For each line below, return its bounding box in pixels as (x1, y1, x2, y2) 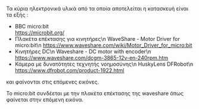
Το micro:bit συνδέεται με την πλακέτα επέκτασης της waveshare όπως (6, 90, 184, 97)
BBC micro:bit (14, 23, 49, 30)
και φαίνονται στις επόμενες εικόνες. (6, 78, 99, 85)
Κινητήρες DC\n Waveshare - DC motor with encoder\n (14, 48, 151, 55)
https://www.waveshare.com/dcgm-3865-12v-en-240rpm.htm (14, 54, 169, 61)
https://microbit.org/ (14, 29, 65, 36)
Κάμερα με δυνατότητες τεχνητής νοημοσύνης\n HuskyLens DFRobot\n (14, 60, 194, 68)
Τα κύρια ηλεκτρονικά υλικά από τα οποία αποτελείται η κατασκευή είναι (6, 5, 189, 12)
